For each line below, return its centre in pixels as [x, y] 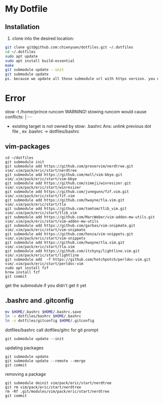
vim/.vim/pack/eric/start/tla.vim [40, 247]
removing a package [25, 374]
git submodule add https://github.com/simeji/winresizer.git [68, 183]
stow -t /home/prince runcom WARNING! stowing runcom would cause [76, 111]
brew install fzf [23, 272]
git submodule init [25, 162]
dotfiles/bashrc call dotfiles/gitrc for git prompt [52, 330]
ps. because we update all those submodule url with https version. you [80, 79]
